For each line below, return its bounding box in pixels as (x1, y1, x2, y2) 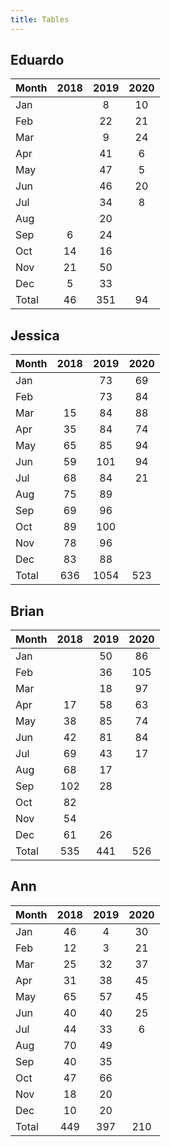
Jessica (10, 327, 60, 344)
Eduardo (10, 52, 65, 69)
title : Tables (10, 14, 70, 25)
